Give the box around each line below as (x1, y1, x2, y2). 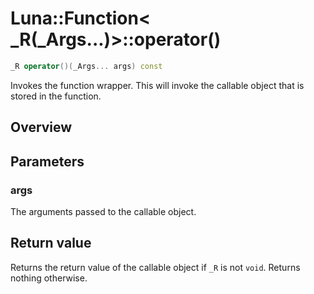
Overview (10, 119, 73, 136)
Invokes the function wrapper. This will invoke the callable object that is (10, 79, 305, 91)
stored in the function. (10, 90, 102, 102)
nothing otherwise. (10, 272, 88, 284)
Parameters (10, 153, 85, 170)
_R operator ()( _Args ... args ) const (10, 61, 163, 71)
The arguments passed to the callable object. (10, 205, 197, 217)
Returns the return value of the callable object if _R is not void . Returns (10, 261, 301, 273)
